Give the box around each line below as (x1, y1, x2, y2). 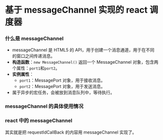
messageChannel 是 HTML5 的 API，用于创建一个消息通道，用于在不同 (12, 47, 155, 53)
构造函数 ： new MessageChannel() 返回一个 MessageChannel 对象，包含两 (12, 59, 159, 65)
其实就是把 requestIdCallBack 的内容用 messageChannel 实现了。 (5, 129, 137, 135)
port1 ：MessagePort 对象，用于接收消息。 (19, 77, 106, 83)
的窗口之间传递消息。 (12, 53, 55, 59)
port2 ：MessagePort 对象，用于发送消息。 (19, 84, 106, 89)
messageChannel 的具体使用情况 (5, 103, 84, 110)
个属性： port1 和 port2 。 (12, 65, 60, 71)
